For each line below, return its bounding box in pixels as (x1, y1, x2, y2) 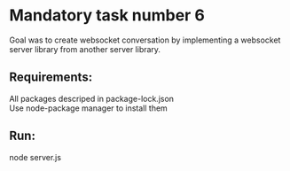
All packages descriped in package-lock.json (9, 93, 175, 104)
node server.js (9, 152, 62, 162)
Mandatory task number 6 (9, 5, 206, 26)
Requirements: (9, 70, 93, 85)
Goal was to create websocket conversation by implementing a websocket (9, 35, 281, 45)
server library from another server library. (9, 43, 161, 54)
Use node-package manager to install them (9, 103, 169, 113)
